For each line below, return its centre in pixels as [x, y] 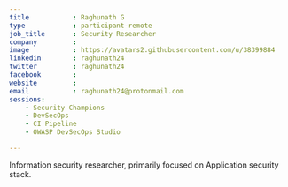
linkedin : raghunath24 [67, 58]
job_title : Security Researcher [83, 34]
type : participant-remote [81, 26]
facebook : [43, 75]
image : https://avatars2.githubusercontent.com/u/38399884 [142, 50]
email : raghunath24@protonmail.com [97, 91]
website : [43, 83]
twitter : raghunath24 [67, 67]
